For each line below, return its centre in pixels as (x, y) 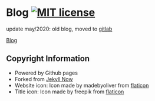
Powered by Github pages (46, 73)
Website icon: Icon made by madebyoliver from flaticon (82, 85)
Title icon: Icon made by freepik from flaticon (69, 92)
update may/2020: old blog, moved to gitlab (59, 29)
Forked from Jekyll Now (44, 79)
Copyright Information (48, 59)
